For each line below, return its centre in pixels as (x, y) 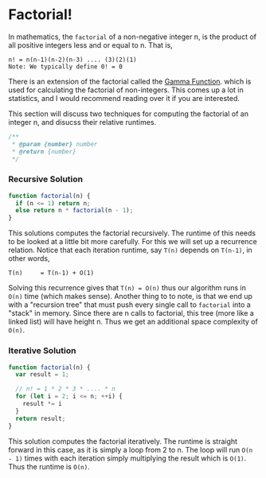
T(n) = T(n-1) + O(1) (51, 273)
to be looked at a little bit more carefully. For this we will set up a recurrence (133, 242)
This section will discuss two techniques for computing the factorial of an (129, 114)
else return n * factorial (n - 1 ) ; (74, 211)
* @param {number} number (55, 144)
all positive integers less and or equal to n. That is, (90, 45)
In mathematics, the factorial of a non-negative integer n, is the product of (133, 37)
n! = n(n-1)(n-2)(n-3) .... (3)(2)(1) (72, 60)
